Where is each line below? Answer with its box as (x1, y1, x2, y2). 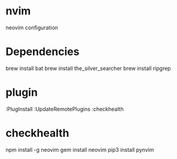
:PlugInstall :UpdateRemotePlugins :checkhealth (5, 105, 124, 112)
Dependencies (5, 45, 80, 59)
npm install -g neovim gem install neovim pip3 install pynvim (5, 146, 154, 153)
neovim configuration (5, 24, 58, 31)
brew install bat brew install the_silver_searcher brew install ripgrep (5, 65, 171, 72)
